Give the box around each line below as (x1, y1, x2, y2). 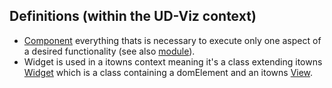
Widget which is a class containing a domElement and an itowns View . (23, 66, 314, 78)
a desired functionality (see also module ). (23, 45, 196, 57)
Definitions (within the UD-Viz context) (9, 8, 257, 25)
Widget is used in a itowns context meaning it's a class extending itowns (23, 55, 323, 68)
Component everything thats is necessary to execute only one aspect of (23, 34, 322, 46)
